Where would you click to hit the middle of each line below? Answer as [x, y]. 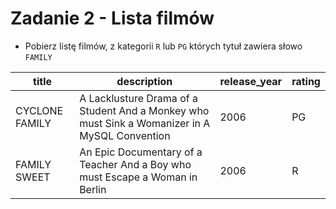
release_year [251, 81]
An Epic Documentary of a [141, 152]
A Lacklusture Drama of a [138, 98]
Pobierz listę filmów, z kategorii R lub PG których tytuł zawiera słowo [163, 46]
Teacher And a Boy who [135, 164]
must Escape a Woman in [138, 177]
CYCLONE [39, 110]
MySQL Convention [125, 135]
